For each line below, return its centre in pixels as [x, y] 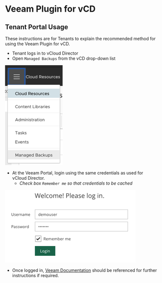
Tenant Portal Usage [36, 27]
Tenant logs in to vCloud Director [45, 53]
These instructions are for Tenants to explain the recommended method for [80, 38]
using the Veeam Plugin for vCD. [38, 44]
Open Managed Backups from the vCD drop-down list [64, 58]
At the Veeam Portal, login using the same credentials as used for [78, 173]
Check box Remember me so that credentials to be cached [76, 183]
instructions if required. [36, 275]
